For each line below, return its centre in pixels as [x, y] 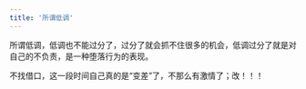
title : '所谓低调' [42, 18]
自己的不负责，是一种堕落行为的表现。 [81, 56]
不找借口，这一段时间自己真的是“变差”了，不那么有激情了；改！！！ [137, 75]
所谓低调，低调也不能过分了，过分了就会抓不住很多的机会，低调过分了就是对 [153, 44]
